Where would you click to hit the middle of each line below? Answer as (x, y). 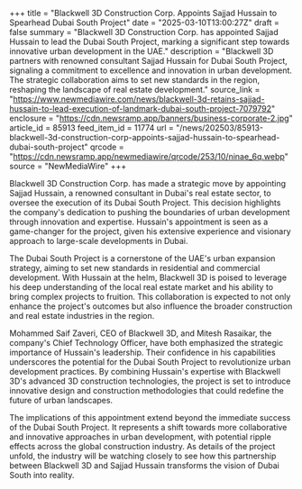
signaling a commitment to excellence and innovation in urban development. (151, 70)
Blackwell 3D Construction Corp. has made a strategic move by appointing (148, 183)
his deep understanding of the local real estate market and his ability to (142, 287)
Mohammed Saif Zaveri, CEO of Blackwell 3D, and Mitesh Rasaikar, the (141, 333)
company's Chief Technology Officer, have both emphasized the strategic (146, 343)
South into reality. (42, 475)
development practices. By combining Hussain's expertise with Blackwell (145, 371)
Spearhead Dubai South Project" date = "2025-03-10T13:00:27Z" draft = (144, 23)
